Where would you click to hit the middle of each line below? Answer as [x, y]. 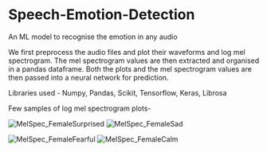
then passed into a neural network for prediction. [88, 77]
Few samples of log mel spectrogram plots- [80, 108]
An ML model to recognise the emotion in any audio [93, 37]
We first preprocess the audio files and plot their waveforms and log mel [127, 52]
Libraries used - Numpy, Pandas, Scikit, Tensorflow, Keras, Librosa [118, 92]
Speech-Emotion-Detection [102, 15]
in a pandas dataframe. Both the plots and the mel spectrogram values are [130, 68]
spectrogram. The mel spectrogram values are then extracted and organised [134, 60]
